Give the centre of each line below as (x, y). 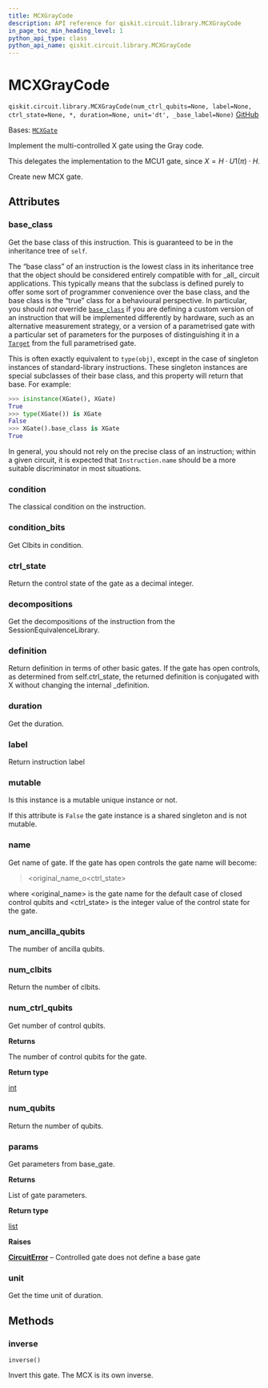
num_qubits (32, 1108)
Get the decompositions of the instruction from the (92, 622)
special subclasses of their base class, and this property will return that (126, 375)
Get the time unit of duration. (56, 1296)
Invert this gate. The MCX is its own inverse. (81, 1375)
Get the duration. (36, 724)
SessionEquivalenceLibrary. (54, 630)
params (23, 1147)
